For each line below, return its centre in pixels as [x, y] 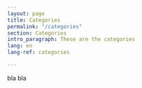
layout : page [26, 14]
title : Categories [34, 20]
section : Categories [37, 33]
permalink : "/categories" [45, 26]
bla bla [17, 78]
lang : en [20, 46]
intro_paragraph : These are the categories [71, 39]
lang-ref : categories [39, 53]
